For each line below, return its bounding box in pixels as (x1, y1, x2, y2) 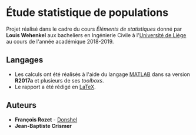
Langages (6, 55, 44, 65)
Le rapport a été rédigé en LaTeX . (14, 83, 96, 90)
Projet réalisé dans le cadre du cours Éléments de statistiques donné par (6, 25, 182, 32)
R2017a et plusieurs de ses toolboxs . (14, 77, 104, 84)
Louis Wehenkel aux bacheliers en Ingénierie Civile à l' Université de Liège (6, 31, 187, 38)
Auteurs (6, 100, 37, 110)
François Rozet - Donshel (14, 116, 78, 123)
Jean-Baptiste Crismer (14, 122, 72, 129)
